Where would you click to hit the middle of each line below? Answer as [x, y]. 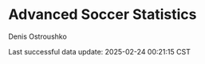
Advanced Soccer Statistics [102, 15]
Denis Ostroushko [38, 36]
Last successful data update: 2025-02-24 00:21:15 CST [100, 51]
